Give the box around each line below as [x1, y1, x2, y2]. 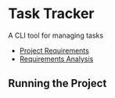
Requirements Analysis [19, 54, 94, 64]
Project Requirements [19, 45, 90, 55]
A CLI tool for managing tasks [8, 31, 104, 40]
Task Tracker [8, 5, 95, 23]
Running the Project [8, 77, 107, 90]
